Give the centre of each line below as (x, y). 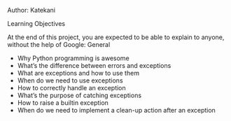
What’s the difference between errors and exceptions (94, 65)
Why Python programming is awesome (73, 58)
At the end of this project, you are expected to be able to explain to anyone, (116, 37)
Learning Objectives (36, 23)
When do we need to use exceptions (70, 80)
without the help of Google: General (59, 44)
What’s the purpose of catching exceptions (79, 95)
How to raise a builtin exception (63, 103)
